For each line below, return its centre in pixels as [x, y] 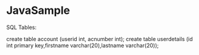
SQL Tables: [21, 27]
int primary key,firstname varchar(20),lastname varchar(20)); [83, 45]
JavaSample [38, 11]
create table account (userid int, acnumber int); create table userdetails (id [100, 39]
